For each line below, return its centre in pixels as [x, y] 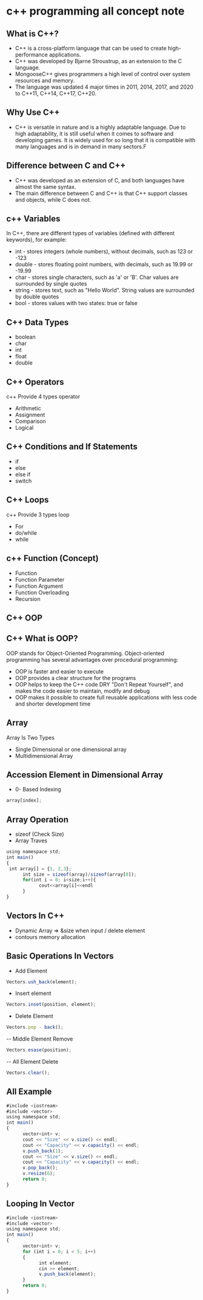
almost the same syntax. [45, 187]
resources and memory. [45, 81]
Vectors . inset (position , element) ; [51, 1005]
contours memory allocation [50, 937]
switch [23, 481]
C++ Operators [35, 382]
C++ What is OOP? [42, 638]
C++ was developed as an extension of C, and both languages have [100, 180]
